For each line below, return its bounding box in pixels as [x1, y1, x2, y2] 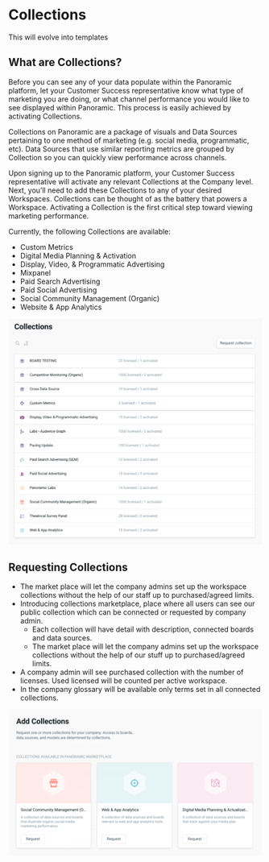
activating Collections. [8, 111, 82, 121]
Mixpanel [19, 267, 51, 277]
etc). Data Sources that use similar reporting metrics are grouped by [8, 143, 235, 154]
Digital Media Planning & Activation [19, 251, 137, 260]
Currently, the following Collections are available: [8, 226, 172, 236]
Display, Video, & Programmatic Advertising [19, 259, 165, 269]
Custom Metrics [19, 242, 74, 251]
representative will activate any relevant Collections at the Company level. [8, 176, 254, 186]
